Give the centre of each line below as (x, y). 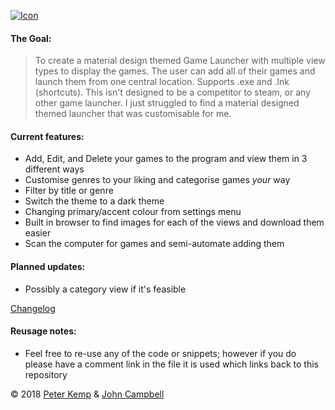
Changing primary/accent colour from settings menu (133, 212)
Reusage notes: (43, 331)
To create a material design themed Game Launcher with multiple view (180, 61)
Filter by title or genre (69, 191)
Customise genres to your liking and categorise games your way (157, 180)
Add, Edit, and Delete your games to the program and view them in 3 (166, 159)
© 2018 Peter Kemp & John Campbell (87, 394)
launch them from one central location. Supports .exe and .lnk (162, 82)
